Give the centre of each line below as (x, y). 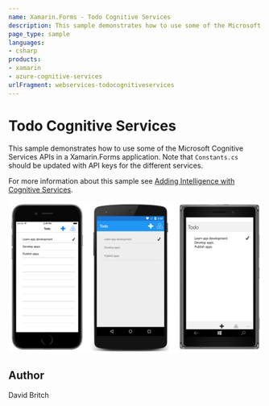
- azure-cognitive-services (56, 77)
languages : (27, 43)
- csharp (23, 51)
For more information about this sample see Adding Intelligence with (122, 180)
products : (25, 60)
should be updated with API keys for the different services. (106, 165)
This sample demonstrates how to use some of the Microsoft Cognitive (126, 148)
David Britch (29, 395)
